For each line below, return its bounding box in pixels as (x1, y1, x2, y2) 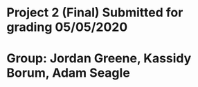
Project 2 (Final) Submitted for (6, 5, 183, 21)
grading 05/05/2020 (6, 19, 128, 35)
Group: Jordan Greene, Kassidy (6, 51, 192, 66)
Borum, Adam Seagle (6, 65, 131, 81)
